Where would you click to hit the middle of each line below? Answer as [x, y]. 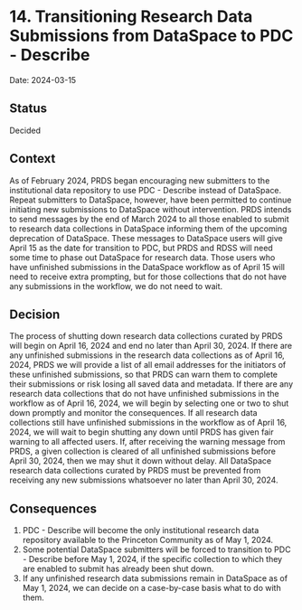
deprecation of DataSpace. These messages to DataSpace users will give [146, 238]
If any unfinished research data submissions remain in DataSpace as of [155, 578]
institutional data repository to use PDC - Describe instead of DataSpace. [146, 190]
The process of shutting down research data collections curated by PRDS [146, 336]
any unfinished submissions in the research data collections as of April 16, [147, 355]
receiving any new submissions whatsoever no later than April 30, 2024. [144, 480]
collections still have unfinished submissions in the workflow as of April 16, [148, 423]
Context [33, 159]
